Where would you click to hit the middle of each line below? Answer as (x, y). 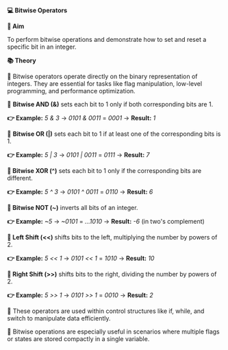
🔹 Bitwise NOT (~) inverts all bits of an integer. (73, 208)
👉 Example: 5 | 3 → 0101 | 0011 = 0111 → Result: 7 (78, 155)
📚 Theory (22, 60)
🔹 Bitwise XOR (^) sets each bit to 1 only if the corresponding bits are (104, 171)
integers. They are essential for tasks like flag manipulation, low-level (105, 84)
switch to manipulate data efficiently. (59, 318)
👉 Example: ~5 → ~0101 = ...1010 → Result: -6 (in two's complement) (106, 221)
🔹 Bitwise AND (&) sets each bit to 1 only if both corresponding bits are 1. (110, 104)
